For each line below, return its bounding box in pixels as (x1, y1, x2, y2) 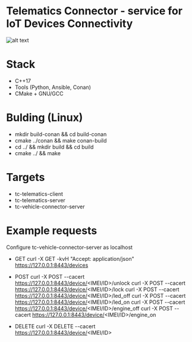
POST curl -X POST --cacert (14, 273, 85, 280)
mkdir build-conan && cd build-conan (14, 130, 107, 138)
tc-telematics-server (14, 196, 65, 204)
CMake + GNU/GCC (14, 90, 64, 97)
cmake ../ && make (14, 149, 61, 156)
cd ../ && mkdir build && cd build (14, 143, 94, 150)
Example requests (6, 224, 97, 237)
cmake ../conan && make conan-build (14, 137, 107, 144)
